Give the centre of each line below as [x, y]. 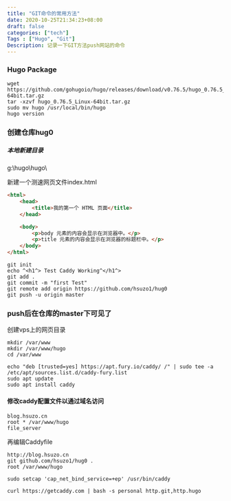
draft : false [26, 26]
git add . [21, 277]
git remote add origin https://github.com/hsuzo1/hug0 [87, 289]
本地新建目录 [25, 150]
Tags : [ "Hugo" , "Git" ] [41, 39]
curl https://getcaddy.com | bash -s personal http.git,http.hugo [104, 491]
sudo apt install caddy [41, 385]
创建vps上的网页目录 [36, 330]
